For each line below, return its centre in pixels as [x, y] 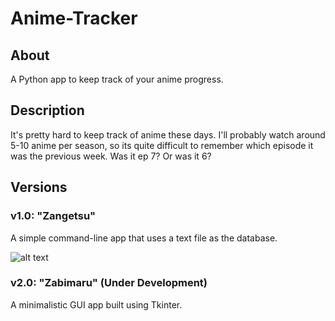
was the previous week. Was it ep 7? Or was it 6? [111, 156]
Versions [39, 187]
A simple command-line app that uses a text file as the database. [144, 238]
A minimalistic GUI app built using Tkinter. [96, 304]
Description [47, 110]
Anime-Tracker [74, 18]
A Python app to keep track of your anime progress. [117, 79]
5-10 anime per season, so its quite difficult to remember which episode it [162, 145]
